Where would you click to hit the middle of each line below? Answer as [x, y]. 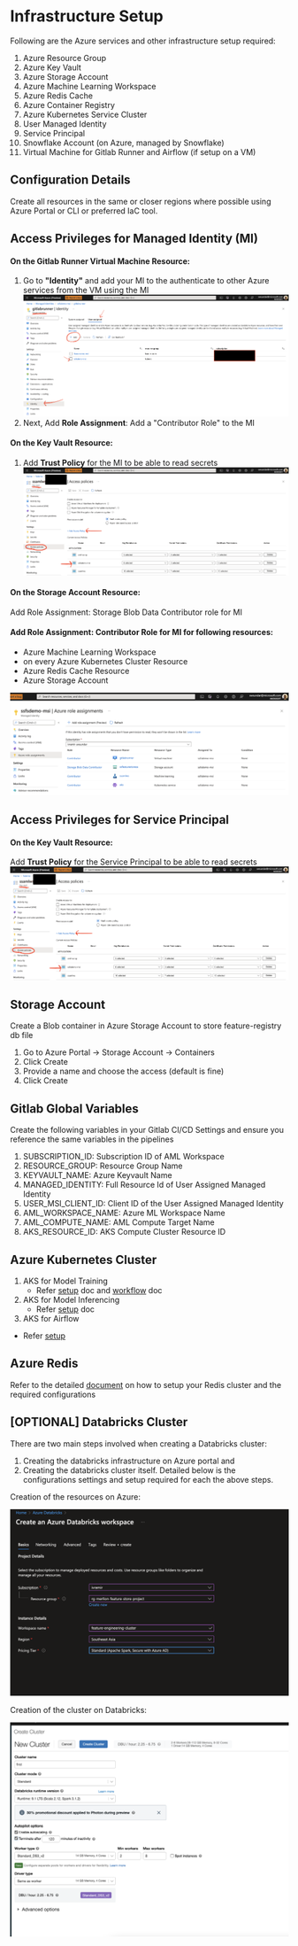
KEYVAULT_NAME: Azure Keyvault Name [97, 1175]
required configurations [53, 1394]
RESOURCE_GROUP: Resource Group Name [103, 1166]
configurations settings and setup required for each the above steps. [148, 1479]
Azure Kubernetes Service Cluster [85, 114]
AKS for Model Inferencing [71, 1300]
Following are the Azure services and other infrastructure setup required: [143, 41]
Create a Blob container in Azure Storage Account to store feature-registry [146, 1026]
